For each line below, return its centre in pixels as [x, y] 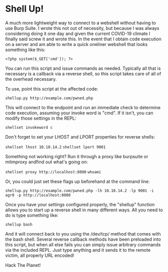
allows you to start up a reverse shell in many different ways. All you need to [84, 210]
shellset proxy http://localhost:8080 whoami [53, 172]
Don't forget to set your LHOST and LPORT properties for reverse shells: [80, 137]
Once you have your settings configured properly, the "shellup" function [80, 204]
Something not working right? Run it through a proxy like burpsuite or [77, 156]
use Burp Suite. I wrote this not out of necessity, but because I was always [82, 28]
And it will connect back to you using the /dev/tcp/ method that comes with [83, 234]
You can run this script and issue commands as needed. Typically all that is [83, 68]
